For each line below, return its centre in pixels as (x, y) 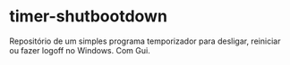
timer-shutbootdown (89, 16)
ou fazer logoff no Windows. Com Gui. (80, 50)
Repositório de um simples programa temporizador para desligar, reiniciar (145, 41)
